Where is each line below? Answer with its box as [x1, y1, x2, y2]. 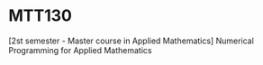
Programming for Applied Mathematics [8, 44, 152, 55]
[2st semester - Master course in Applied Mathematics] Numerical [8, 35, 254, 46]
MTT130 [8, 5, 73, 26]
